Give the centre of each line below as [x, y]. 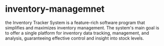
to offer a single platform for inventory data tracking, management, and [77, 33]
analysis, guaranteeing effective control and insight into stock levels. [75, 38]
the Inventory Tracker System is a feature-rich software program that [75, 23]
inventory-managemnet [55, 9]
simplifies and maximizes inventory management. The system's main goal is [82, 27]
